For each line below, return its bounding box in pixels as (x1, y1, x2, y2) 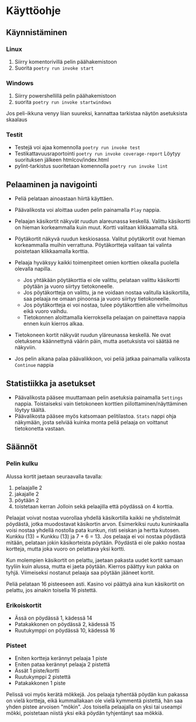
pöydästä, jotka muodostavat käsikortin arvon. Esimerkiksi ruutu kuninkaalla (6, 520, 189, 527)
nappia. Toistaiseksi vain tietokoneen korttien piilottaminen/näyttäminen (14, 400, 188, 407)
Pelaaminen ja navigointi (6, 180, 98, 190)
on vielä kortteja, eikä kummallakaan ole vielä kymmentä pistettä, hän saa (6, 697, 183, 704)
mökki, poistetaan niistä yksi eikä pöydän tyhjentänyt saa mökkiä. (6, 710, 164, 717)
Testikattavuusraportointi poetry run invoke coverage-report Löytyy (14, 150, 181, 157)
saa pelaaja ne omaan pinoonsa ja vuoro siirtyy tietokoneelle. (23, 295, 171, 302)
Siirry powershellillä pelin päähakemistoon (14, 92, 116, 99)
